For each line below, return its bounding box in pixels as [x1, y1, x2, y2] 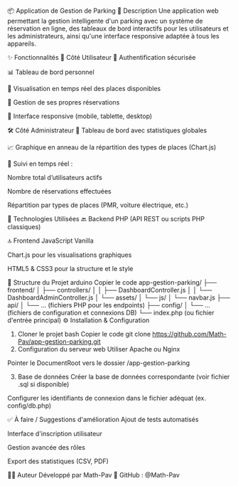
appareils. [7, 39, 37, 48]
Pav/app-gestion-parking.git [17, 337, 101, 346]
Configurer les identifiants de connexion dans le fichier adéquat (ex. [7, 394, 206, 402]
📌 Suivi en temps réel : [7, 159, 73, 168]
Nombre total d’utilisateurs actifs [7, 174, 103, 181]
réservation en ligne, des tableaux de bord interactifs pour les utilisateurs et [7, 24, 229, 33]
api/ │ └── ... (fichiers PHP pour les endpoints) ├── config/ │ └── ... [7, 301, 211, 309]
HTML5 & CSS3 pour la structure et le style [7, 265, 134, 273]
